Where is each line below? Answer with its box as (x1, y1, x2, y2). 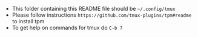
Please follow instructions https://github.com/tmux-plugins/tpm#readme (12, 11, 192, 18)
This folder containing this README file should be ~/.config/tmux (12, 5, 176, 12)
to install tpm (12, 18, 45, 24)
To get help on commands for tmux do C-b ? (12, 24, 123, 31)
